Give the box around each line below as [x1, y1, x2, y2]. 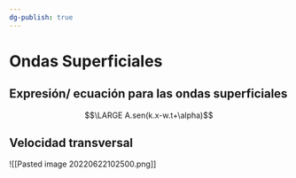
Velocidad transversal [9, 135, 134, 151]
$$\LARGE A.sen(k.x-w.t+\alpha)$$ [84, 110, 214, 120]
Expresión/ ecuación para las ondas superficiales [9, 86, 288, 102]
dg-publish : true [9, 12, 74, 22]
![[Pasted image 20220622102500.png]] [9, 159, 157, 169]
